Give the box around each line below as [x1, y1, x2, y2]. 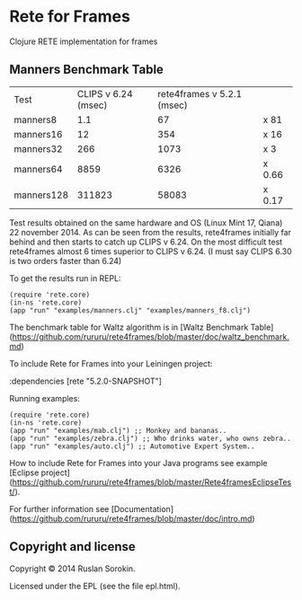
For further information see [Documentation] [9, 503, 173, 514]
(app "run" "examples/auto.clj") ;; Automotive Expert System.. [9, 442, 255, 451]
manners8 [13, 113, 58, 126]
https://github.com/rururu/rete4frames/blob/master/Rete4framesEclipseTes [12, 476, 292, 487]
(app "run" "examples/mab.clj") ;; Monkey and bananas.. [9, 426, 227, 435]
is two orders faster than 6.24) [9, 255, 122, 266]
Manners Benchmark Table [9, 62, 164, 77]
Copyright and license [9, 539, 137, 554]
